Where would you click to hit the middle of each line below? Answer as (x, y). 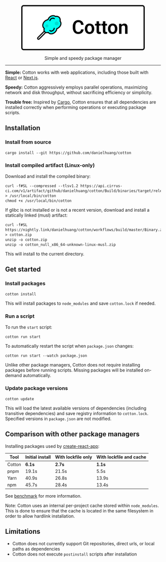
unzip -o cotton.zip (26, 239)
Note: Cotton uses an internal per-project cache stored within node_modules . (82, 505)
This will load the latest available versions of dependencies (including (76, 408)
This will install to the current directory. (45, 254)
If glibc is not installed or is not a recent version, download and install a (77, 210)
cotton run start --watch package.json (46, 356)
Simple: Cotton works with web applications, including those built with (77, 72)
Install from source (28, 142)
